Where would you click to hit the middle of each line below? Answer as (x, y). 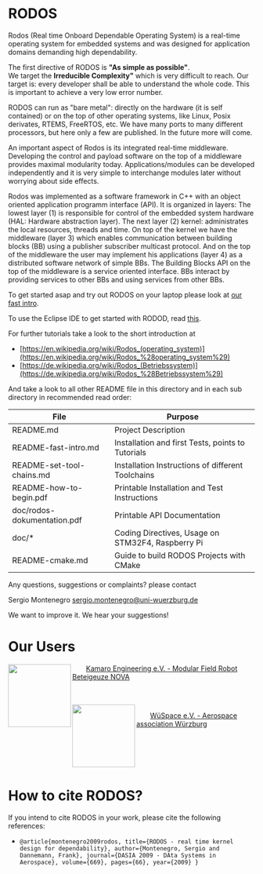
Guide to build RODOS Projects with (180, 555)
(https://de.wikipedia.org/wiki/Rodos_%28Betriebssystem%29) (121, 373)
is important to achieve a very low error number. (86, 92)
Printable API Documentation (168, 515)
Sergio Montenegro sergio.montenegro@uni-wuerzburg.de (103, 599)
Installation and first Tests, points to (180, 442)
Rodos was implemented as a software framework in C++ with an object (124, 196)
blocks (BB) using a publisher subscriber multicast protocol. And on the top (130, 246)
